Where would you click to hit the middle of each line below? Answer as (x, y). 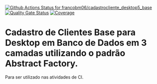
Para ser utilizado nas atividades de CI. (44, 77)
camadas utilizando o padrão (65, 53)
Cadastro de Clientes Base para (70, 32)
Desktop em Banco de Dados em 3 (76, 43)
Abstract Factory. (42, 64)
